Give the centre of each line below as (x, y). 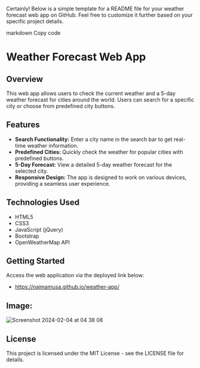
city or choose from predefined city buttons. (61, 106)
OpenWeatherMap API (42, 242)
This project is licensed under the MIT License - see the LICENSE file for (95, 353)
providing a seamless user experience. (62, 183)
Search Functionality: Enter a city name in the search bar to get (94, 139)
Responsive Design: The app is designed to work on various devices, (101, 177)
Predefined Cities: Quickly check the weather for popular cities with (99, 152)
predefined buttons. (39, 158)
